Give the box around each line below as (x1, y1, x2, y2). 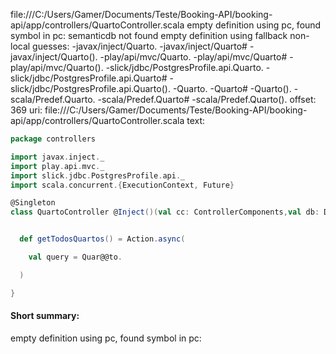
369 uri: (10, 104, 43, 116)
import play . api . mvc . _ (10, 161, 105, 171)
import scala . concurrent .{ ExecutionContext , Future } (10, 180, 235, 190)
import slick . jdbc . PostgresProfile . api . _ (10, 170, 186, 181)
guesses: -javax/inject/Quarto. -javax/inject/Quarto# (32, 40, 248, 52)
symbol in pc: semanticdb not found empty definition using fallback (10, 30, 288, 41)
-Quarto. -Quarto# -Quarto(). (172, 83, 292, 94)
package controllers (10, 134, 97, 144)
